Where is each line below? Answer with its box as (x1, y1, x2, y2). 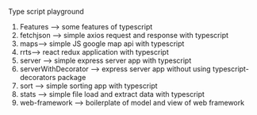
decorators (19, 73, 56, 82)
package (57, 73, 86, 82)
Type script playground (8, 7, 85, 16)
